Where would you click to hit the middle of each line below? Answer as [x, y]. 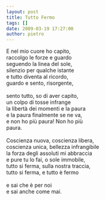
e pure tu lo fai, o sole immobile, [46, 160]
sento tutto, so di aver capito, [42, 96]
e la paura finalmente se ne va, [44, 115]
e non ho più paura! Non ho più [44, 121]
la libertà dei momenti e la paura [46, 109]
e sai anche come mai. [34, 192]
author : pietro [25, 34]
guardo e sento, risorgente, [40, 83]
